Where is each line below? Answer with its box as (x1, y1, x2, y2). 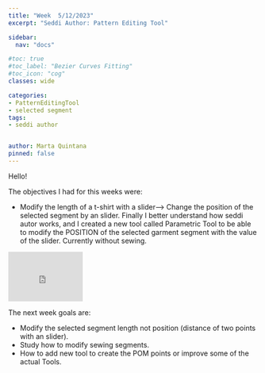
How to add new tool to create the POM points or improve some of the (19, 348, 250, 358)
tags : (8, 113, 26, 121)
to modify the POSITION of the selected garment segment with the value (19, 227, 257, 236)
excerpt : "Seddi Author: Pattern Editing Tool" (8, 19, 169, 27)
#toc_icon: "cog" (8, 70, 66, 78)
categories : (8, 91, 48, 99)
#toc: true (8, 55, 44, 63)
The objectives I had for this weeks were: (8, 186, 143, 196)
